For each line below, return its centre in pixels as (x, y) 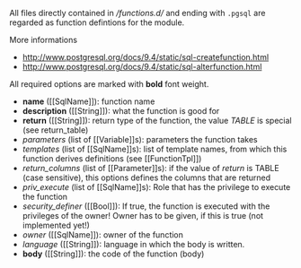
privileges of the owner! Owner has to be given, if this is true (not (142, 216)
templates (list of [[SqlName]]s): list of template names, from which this (155, 149)
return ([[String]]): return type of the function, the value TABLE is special (157, 121)
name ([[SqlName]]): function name (89, 101)
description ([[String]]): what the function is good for (121, 111)
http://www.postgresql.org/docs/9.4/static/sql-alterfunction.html (142, 67)
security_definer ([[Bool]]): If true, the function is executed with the (146, 206)
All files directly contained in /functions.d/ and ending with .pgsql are (137, 13)
